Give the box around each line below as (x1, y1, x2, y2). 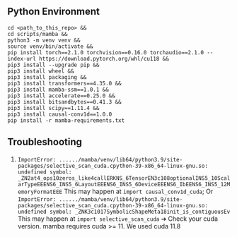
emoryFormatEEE (17, 188, 63, 195)
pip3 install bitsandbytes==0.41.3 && (7, 98, 122, 105)
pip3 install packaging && (7, 73, 87, 80)
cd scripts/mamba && (7, 30, 69, 37)
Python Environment (7, 6, 100, 18)
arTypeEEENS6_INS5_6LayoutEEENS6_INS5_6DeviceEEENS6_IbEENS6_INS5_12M (17, 181, 231, 188)
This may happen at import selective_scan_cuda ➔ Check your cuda (17, 214, 218, 223)
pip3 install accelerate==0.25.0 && (7, 92, 115, 99)
